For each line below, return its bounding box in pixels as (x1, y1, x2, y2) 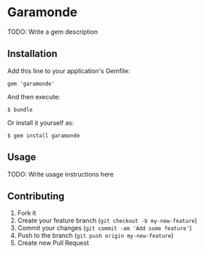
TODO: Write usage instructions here (7, 170, 114, 178)
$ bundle (7, 106, 33, 113)
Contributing (7, 190, 65, 202)
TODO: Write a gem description (7, 27, 98, 36)
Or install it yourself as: (7, 118, 74, 127)
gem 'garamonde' (7, 80, 55, 87)
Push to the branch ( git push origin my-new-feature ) (17, 231, 174, 240)
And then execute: (7, 92, 60, 101)
